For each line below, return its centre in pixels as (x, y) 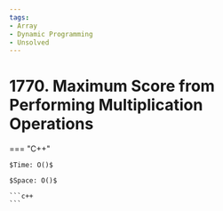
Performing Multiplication (106, 105)
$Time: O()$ (31, 166)
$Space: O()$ (33, 181)
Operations (52, 124)
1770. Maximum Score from (112, 86)
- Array (24, 26)
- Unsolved (29, 42)
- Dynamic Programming (51, 34)
